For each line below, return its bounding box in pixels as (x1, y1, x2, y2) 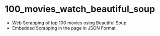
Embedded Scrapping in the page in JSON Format (12, 25, 116, 31)
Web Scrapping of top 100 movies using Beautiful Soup (12, 20, 127, 26)
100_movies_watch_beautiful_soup (5, 3, 155, 15)
